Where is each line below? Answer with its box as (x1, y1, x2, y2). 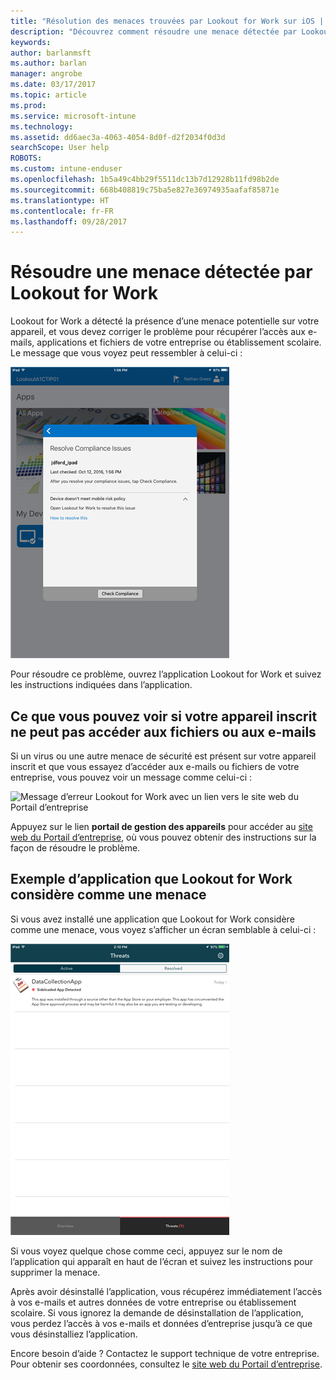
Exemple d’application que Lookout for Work (10, 871, 293, 888)
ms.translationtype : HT (10, 195, 110, 205)
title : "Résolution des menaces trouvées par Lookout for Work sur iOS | (10, 16, 325, 26)
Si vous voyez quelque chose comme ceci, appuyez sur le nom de (10, 1245, 283, 1257)
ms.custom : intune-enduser (10, 164, 123, 174)
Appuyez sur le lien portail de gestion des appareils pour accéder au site (10, 821, 313, 832)
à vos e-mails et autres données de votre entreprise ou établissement (10, 1296, 297, 1308)
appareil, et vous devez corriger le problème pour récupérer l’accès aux (10, 326, 306, 338)
